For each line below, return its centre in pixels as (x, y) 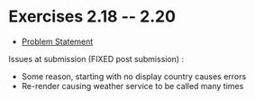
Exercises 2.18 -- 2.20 (92, 17)
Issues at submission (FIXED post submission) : (96, 59)
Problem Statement (57, 41)
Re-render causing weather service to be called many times (132, 86)
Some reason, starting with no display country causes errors (134, 76)
